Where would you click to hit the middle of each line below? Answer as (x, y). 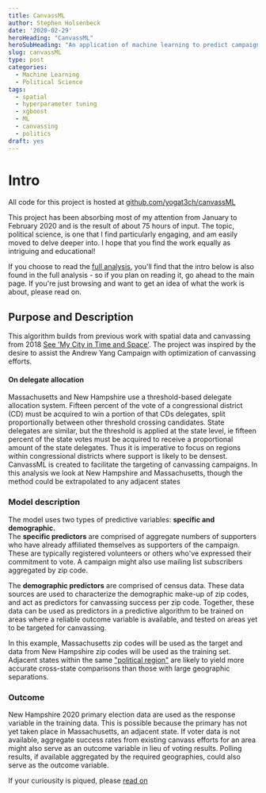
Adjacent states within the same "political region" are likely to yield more (126, 660)
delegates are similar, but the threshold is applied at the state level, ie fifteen (133, 431)
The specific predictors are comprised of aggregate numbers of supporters (133, 536)
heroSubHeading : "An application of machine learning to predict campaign (134, 45)
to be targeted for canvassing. (57, 627)
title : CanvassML (37, 15)
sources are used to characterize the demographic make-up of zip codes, (129, 594)
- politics (33, 133)
